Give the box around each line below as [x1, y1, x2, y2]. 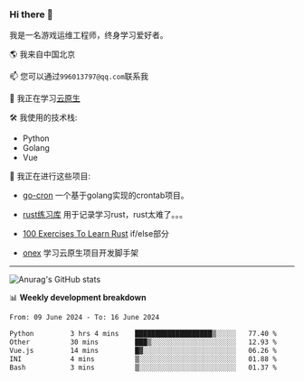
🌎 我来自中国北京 [9, 49, 76, 60]
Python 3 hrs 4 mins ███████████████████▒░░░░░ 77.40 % [9, 330, 278, 339]
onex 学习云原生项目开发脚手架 [22, 247, 138, 258]
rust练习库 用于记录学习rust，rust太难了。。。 [22, 209, 188, 220]
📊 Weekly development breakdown [9, 293, 147, 303]
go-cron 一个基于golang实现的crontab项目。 [22, 190, 189, 201]
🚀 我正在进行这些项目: [9, 171, 91, 181]
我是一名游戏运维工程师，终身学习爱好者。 [9, 30, 168, 41]
